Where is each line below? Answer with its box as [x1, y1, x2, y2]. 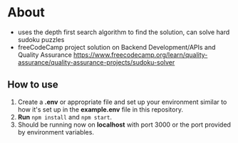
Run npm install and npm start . [17, 112, 113, 121]
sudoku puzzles [17, 35, 65, 43]
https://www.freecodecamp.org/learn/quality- [73, 51, 208, 59]
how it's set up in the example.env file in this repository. [17, 105, 184, 114]
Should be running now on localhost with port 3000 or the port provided [17, 120, 232, 129]
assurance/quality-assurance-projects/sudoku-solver [17, 58, 175, 66]
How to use [7, 79, 58, 91]
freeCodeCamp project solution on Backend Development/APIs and [17, 43, 216, 51]
